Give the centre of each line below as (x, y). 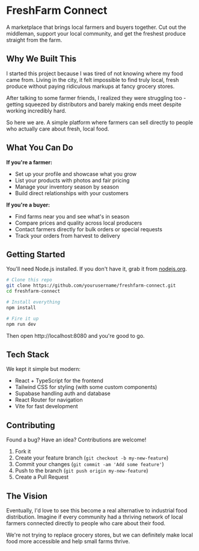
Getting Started (36, 254)
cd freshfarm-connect (33, 291)
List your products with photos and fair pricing (72, 180)
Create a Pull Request (42, 477)
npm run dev (21, 324)
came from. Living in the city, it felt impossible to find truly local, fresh (93, 79)
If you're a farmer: (29, 162)
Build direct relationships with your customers (72, 193)
